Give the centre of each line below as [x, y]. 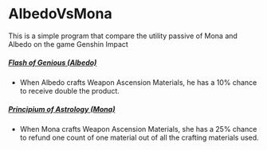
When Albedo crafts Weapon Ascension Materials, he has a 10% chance [138, 82]
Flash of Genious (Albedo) [53, 62]
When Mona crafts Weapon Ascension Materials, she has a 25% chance [138, 129]
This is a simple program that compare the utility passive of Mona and [123, 36]
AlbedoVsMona [61, 14]
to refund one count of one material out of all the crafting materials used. [139, 137]
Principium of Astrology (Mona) [62, 109]
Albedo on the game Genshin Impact [69, 44]
